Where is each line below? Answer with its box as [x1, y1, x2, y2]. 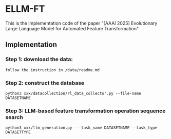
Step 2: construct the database [5, 79, 85, 86]
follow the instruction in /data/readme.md [5, 67, 100, 72]
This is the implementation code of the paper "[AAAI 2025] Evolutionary [5, 20, 158, 26]
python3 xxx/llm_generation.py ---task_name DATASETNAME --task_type [5, 125, 158, 131]
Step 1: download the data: [5, 56, 73, 63]
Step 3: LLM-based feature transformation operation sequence [5, 107, 166, 114]
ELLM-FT [5, 3, 45, 15]
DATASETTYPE [5, 130, 31, 135]
